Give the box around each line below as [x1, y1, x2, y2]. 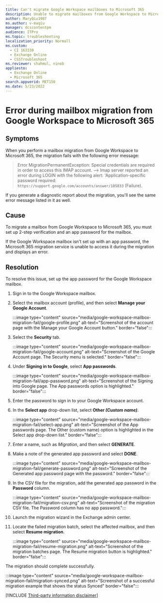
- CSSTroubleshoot [10, 57, 47, 62]
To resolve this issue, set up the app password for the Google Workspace [5, 276, 152, 282]
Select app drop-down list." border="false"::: [12, 432, 102, 438]
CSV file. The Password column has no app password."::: [12, 505, 126, 511]
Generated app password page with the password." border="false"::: [12, 471, 150, 477]
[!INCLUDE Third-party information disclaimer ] [5, 592, 98, 598]
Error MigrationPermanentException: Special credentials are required [17, 162, 155, 168]
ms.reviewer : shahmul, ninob [5, 61, 64, 66]
